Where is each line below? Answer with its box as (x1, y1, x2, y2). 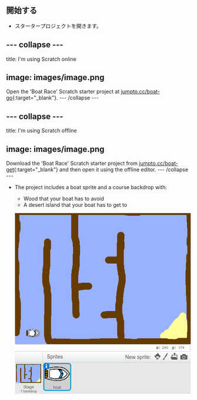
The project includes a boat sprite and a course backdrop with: (14, 184, 168, 191)
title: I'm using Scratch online (6, 55, 76, 62)
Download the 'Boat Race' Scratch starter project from (6, 160, 138, 167)
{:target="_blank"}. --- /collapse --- (12, 94, 99, 101)
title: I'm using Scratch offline (6, 127, 78, 134)
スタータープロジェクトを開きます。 (14, 22, 102, 29)
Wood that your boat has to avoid (23, 195, 105, 202)
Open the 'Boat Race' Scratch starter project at (6, 88, 120, 95)
